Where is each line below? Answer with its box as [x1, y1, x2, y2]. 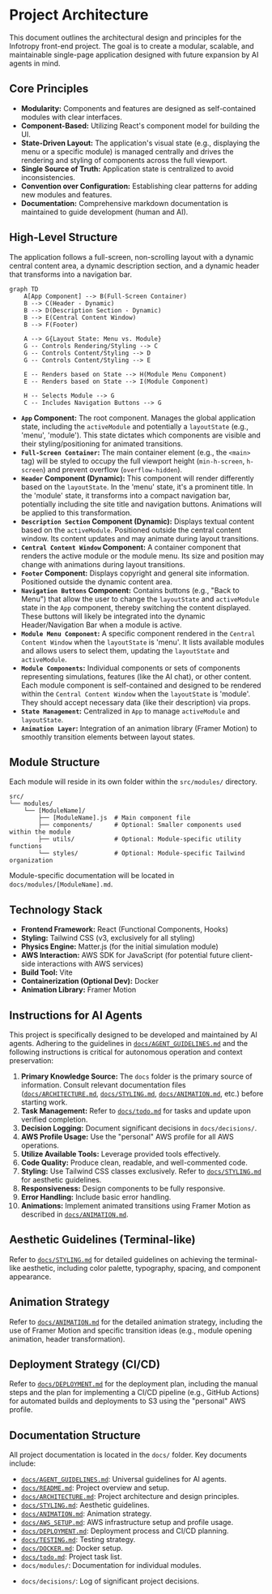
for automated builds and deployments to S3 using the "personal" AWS [9, 1396, 246, 1406]
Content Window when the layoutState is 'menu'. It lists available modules [20, 637, 265, 647]
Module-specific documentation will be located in [9, 871, 175, 881]
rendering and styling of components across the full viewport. [20, 155, 227, 165]
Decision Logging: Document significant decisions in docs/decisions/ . [20, 1123, 257, 1133]
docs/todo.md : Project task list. [20, 1552, 122, 1562]
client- [231, 950, 253, 960]
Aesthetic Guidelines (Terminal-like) [9, 1233, 196, 1247]
